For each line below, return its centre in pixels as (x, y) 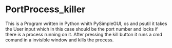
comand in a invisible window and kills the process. (60, 40)
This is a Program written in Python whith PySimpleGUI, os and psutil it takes (86, 23)
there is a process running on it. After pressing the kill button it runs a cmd (84, 34)
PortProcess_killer (45, 9)
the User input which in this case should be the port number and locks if (82, 29)
